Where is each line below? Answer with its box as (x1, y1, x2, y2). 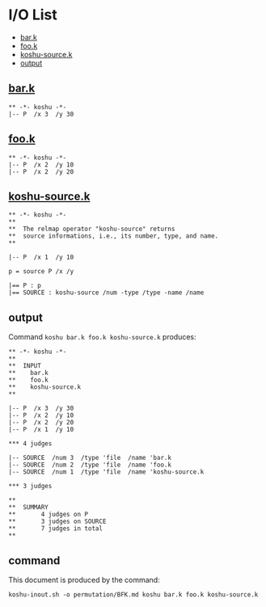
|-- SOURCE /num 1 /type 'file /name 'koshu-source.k (8, 468, 205, 476)
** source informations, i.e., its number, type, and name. (8, 232, 219, 240)
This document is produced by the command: (8, 575, 160, 584)
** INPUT (8, 362, 42, 370)
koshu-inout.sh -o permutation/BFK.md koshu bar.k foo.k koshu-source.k (8, 591, 259, 599)
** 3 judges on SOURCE (8, 517, 107, 526)
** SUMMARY (8, 504, 49, 512)
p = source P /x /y (8, 268, 74, 276)
